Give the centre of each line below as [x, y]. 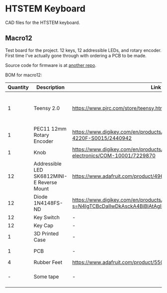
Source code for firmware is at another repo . [51, 65]
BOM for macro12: [24, 75]
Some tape [46, 277]
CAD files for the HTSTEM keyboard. [43, 22]
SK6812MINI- [50, 176]
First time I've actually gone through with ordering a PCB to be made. [76, 55]
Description [50, 87]
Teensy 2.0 [47, 108]
